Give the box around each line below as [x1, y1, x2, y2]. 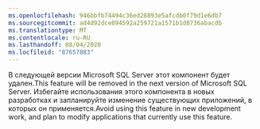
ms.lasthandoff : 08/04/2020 [8, 41, 102, 49]
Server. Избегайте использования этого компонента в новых [8, 87, 215, 96]
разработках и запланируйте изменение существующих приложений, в [8, 96, 253, 104]
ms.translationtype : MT [8, 26, 87, 34]
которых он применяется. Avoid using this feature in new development [8, 104, 241, 113]
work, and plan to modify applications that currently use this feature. [8, 112, 233, 121]
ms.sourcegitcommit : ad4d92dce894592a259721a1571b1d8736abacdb [8, 19, 223, 27]
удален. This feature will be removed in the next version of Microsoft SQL [8, 78, 248, 88]
